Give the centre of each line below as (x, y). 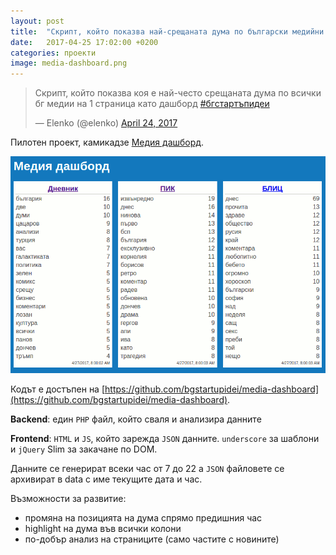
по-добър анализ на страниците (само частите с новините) (152, 539)
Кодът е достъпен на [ (58, 389)
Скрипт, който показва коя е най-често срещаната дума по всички (178, 93)
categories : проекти (53, 53)
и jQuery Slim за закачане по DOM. (84, 449)
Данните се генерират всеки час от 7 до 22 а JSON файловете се (147, 468)
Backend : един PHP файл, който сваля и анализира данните (136, 419)
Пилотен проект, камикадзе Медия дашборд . (107, 142)
